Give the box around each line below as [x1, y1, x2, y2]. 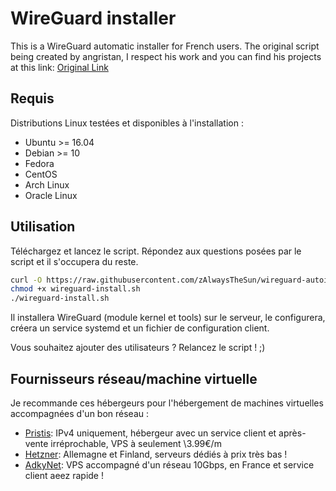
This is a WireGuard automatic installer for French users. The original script [10, 40, 320, 52]
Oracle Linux [24, 189, 78, 201]
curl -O [10, 275, 43, 285]
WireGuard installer [10, 7, 177, 30]
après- [278, 427, 307, 439]
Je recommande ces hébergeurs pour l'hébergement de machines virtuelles [10, 397, 324, 409]
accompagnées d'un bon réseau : [10, 408, 150, 419]
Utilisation [10, 218, 76, 236]
